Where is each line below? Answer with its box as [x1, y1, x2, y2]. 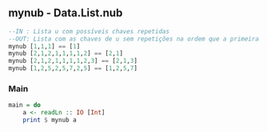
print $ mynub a [22, 116, 78, 124]
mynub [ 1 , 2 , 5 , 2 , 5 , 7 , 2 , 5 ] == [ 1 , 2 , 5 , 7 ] [8, 64, 138, 72]
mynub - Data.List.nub [8, 6, 123, 20]
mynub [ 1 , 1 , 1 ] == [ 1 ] [8, 42, 81, 50]
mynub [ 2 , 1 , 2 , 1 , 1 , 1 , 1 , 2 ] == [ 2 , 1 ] [8, 49, 124, 58]
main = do [8, 101, 42, 110]
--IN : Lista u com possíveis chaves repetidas [8, 27, 170, 35]
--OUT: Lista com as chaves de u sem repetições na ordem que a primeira [8, 35, 260, 43]
